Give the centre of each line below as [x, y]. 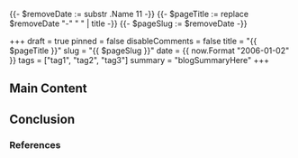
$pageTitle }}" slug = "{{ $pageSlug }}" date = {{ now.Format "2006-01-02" [149, 51]
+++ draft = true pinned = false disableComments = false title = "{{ [133, 41]
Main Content [48, 89]
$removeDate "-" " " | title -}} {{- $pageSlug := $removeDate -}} [128, 23]
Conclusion [42, 119]
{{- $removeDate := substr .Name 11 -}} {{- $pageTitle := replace [129, 14]
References [35, 144]
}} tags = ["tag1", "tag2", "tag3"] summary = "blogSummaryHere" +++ [140, 60]
